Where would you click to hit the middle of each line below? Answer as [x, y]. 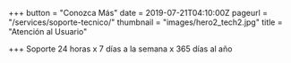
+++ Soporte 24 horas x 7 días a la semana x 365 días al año [120, 49]
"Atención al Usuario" [48, 31]
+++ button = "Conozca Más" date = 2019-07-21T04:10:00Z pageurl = [138, 13]
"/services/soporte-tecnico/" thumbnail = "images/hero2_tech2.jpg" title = [145, 22]
